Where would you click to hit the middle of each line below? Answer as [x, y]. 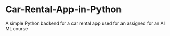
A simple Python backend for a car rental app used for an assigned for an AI [85, 23]
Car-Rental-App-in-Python [64, 9]
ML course [17, 28]
